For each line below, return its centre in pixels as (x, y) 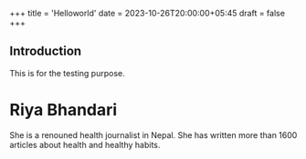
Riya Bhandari (63, 110)
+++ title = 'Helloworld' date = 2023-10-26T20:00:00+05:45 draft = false (148, 13)
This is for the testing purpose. (67, 73)
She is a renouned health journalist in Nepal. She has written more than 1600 (153, 134)
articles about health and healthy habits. (85, 144)
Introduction (46, 51)
